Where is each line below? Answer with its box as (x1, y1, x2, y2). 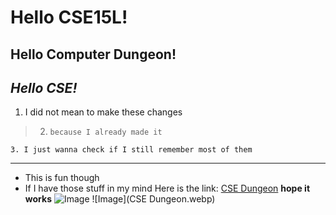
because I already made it (49, 127, 163, 138)
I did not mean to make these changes (24, 106, 183, 118)
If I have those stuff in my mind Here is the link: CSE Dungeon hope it (24, 182, 311, 195)
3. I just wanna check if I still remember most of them (10, 145, 253, 155)
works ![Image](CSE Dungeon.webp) (24, 193, 216, 205)
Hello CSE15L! (10, 6, 128, 29)
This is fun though (24, 172, 100, 184)
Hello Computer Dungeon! (10, 46, 177, 63)
